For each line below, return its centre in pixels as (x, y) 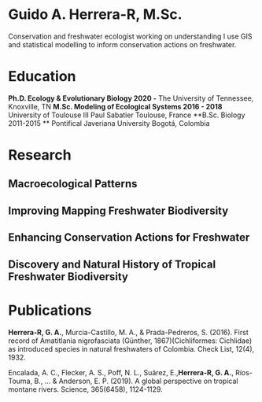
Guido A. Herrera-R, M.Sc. (95, 15)
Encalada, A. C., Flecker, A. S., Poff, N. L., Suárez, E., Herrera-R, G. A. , (121, 372)
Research (40, 155)
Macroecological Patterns (73, 184)
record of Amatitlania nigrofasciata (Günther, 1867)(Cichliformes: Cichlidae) (130, 341)
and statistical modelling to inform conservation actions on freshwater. (122, 44)
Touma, (20, 381)
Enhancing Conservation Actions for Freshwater (129, 238)
